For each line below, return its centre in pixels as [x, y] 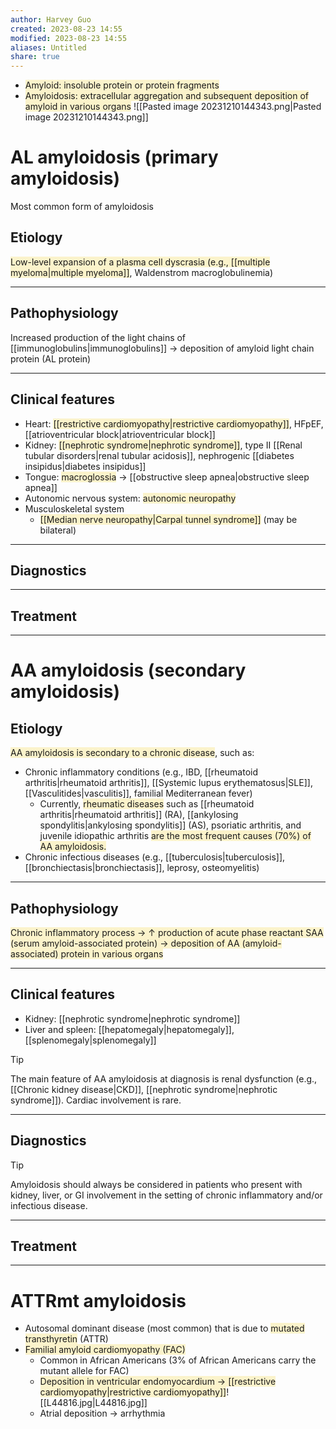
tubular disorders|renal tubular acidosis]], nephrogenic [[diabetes [159, 455]
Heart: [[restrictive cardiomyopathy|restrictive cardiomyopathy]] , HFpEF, [174, 423]
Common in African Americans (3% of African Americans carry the [178, 1360]
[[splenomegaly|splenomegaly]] [90, 1040]
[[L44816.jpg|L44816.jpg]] [93, 1403]
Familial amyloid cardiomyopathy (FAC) [105, 1350]
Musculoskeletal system [74, 508]
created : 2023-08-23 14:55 [66, 29]
